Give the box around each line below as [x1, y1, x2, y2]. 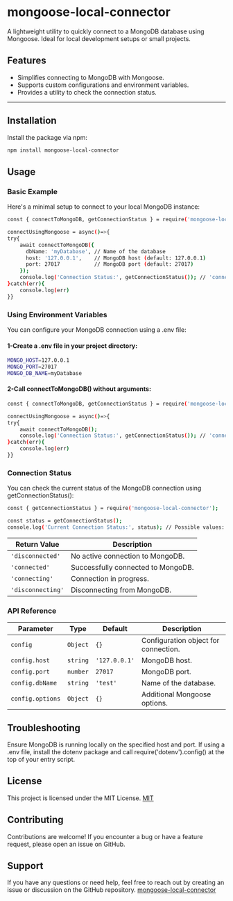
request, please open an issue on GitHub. [7, 840, 126, 848]
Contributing [7, 814, 64, 826]
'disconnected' [10, 552, 61, 560]
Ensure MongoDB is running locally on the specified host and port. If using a [7, 740, 225, 749]
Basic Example [7, 186, 58, 196]
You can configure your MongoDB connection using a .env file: [7, 325, 187, 334]
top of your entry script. [7, 755, 76, 763]
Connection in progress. [70, 573, 149, 583]
